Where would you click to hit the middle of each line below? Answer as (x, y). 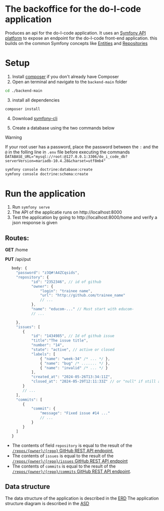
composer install (23, 109)
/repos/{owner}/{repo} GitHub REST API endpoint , (63, 450)
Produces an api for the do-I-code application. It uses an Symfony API (76, 33)
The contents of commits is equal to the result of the (64, 466)
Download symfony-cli (35, 118)
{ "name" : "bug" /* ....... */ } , (75, 363)
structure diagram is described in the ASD (47, 504)
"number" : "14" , (48, 345)
